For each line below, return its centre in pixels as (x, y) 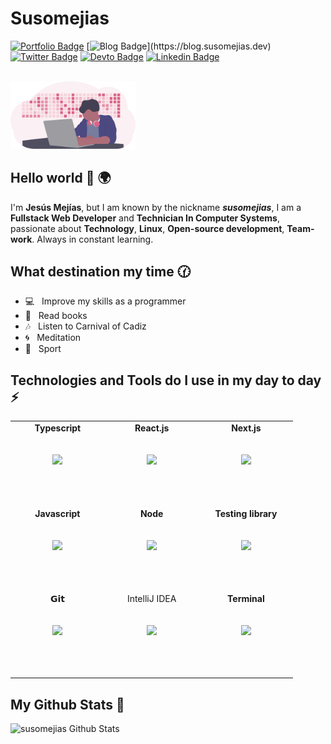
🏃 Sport (43, 349)
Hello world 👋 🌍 (61, 178)
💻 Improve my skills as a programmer (105, 301)
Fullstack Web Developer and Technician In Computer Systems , (145, 218)
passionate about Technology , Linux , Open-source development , (147, 228)
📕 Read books (56, 316)
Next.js (246, 428)
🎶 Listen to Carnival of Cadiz (85, 326)
